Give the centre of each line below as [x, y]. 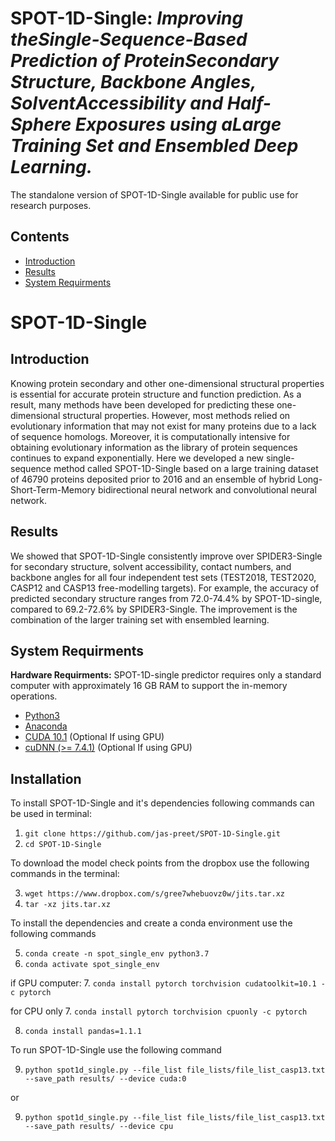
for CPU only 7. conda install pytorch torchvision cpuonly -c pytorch [159, 1011]
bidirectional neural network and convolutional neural [207, 489]
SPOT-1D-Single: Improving [127, 18]
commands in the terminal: [65, 874]
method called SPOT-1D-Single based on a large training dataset [186, 468]
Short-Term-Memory [53, 489]
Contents [40, 237]
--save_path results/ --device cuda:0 [105, 1079]
